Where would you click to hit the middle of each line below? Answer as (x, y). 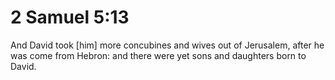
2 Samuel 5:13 (70, 17)
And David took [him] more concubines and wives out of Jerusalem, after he (167, 45)
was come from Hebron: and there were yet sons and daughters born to (158, 55)
